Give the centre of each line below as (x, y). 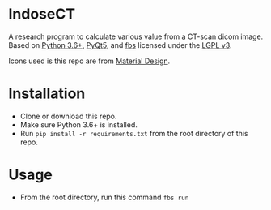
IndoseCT (42, 14)
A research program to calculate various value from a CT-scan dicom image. (136, 36)
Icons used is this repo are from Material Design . (89, 61)
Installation (47, 94)
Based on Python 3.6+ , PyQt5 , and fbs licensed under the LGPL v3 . (120, 45)
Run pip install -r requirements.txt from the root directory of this (134, 133)
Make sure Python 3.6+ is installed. (78, 124)
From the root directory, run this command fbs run (104, 197)
